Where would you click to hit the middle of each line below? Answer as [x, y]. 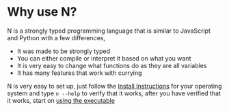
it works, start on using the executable [61, 100]
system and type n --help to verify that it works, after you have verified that [114, 93]
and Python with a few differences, [56, 37]
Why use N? [42, 12]
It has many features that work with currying [79, 73]
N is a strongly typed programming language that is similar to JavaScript [109, 31]
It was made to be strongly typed [64, 51]
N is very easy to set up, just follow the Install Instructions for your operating [114, 86]
